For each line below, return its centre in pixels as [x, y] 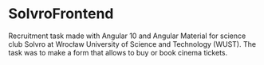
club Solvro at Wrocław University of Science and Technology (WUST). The [132, 44]
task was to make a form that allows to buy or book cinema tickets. [118, 52]
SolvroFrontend [61, 14]
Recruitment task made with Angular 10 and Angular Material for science [127, 36]
